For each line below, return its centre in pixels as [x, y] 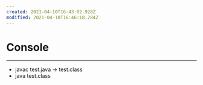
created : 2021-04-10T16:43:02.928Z [51, 12]
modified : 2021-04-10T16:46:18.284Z [52, 17]
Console [28, 47]
